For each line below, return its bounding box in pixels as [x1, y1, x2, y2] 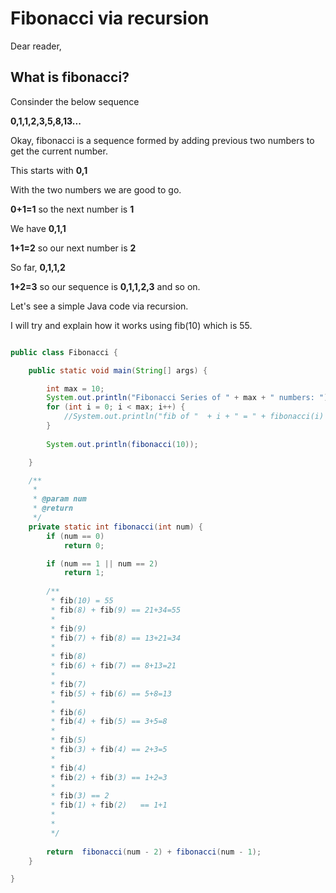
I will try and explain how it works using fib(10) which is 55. [10, 319, 253, 331]
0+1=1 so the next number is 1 [10, 203, 135, 215]
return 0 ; [63, 540, 105, 551]
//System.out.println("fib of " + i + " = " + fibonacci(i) [63, 412, 325, 422]
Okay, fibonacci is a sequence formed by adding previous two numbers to [10, 134, 315, 146]
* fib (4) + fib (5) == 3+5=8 [50, 717, 168, 727]
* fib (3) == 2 [50, 791, 110, 801]
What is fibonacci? [10, 69, 130, 86]
